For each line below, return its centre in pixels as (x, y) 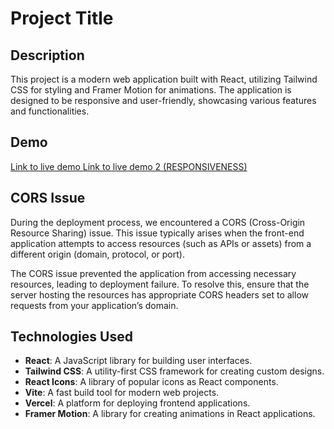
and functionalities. (50, 111)
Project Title (62, 18)
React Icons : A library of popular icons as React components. (151, 382)
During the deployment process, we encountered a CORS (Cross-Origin (158, 222)
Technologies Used (71, 337)
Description (47, 55)
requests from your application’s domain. (94, 305)
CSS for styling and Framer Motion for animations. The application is (151, 90)
